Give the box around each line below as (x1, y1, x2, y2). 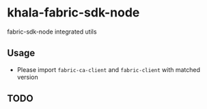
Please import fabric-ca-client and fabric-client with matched (16, 65, 200, 73)
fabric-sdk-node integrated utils (7, 27, 97, 36)
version (16, 73, 39, 81)
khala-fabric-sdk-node (7, 5, 140, 21)
